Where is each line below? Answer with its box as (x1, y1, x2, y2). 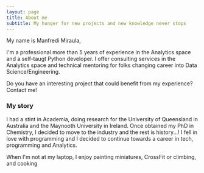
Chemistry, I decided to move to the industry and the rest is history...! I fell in (6, 129, 198, 136)
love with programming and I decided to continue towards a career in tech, (6, 135, 194, 142)
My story (6, 102, 33, 110)
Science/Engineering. (6, 68, 60, 76)
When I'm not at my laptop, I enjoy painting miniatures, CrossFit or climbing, (6, 153, 197, 160)
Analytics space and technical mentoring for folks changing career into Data (6, 62, 197, 69)
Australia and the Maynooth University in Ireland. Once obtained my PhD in (6, 122, 194, 129)
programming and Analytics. (6, 141, 77, 149)
